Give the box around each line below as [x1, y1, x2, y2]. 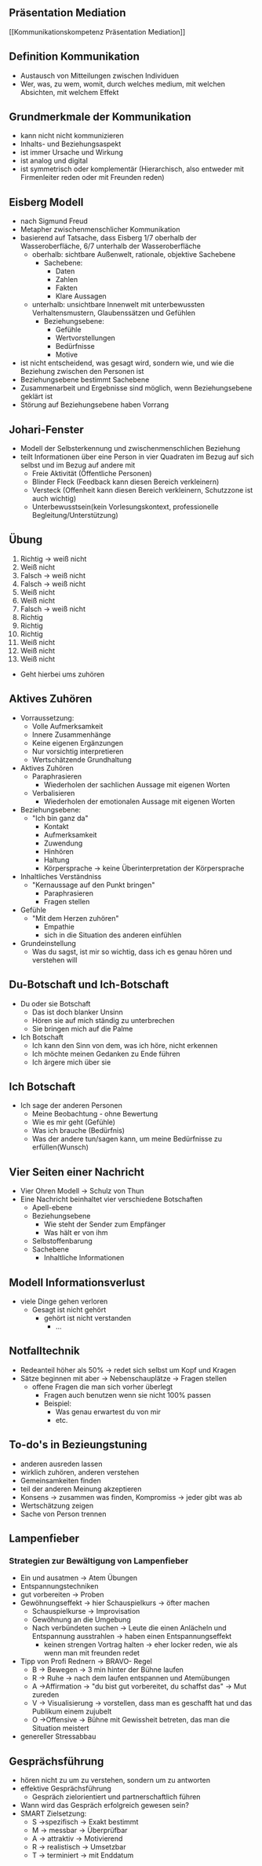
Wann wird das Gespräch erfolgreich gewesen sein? [20, 1801, 189, 1810]
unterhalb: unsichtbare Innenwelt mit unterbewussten [31, 300, 206, 310]
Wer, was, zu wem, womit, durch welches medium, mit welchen [20, 79, 226, 89]
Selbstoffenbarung [31, 1237, 93, 1246]
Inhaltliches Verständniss [20, 871, 102, 881]
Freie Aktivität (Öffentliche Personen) [31, 469, 152, 478]
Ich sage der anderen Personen [20, 1101, 122, 1110]
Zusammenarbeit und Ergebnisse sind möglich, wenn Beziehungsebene [20, 383, 253, 393]
